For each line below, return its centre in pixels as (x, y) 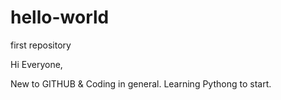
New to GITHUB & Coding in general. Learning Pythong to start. (141, 83)
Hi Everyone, (36, 64)
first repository (41, 45)
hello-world (60, 17)
